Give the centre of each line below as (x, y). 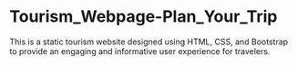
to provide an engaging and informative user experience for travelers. (140, 51)
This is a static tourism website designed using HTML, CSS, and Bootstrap (149, 42)
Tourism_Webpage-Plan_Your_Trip (143, 17)
